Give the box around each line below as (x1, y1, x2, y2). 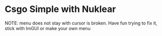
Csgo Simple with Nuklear (5, 3, 116, 15)
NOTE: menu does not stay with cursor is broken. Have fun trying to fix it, (5, 20, 157, 26)
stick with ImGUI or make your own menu (5, 25, 91, 31)
